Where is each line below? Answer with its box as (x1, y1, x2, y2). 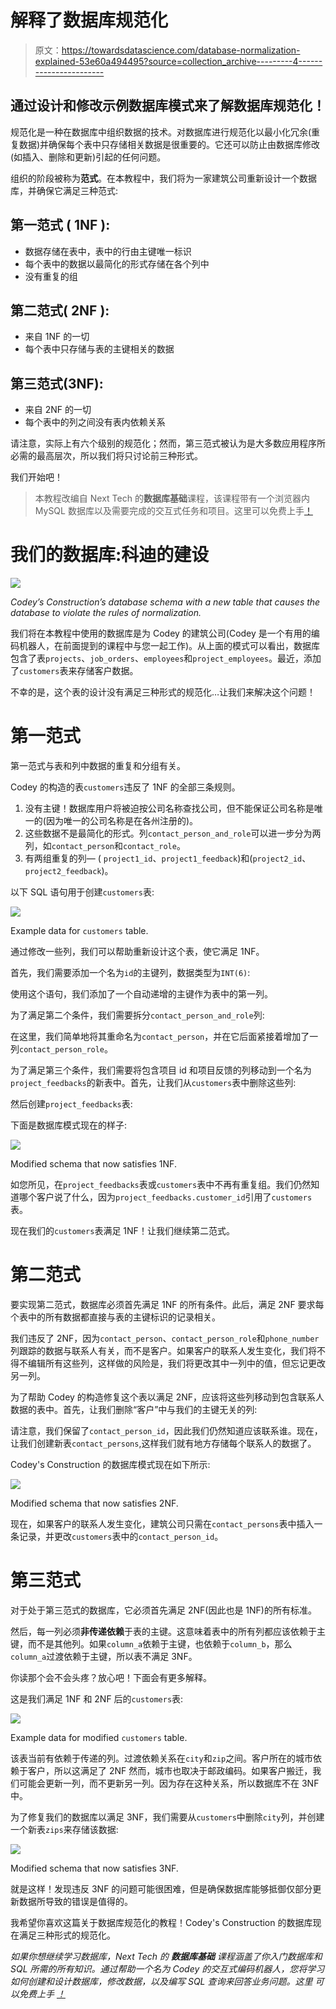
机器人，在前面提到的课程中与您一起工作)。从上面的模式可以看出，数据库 (18, 640, 321, 652)
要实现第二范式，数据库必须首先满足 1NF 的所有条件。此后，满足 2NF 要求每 (10, 1299, 325, 1310)
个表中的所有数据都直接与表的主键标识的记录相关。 (10, 1311, 221, 1323)
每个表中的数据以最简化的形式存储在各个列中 (24, 257, 210, 270)
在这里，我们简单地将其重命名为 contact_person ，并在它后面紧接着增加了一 (10, 1031, 319, 1043)
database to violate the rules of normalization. (10, 607, 202, 619)
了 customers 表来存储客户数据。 (10, 665, 139, 677)
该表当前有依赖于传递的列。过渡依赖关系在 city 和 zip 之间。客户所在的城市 (10, 1752, 314, 1764)
